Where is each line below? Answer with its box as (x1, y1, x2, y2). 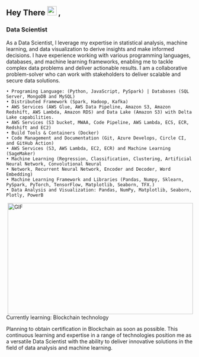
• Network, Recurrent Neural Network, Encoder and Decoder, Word (6, 166, 171, 172)
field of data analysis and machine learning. (6, 344, 113, 351)
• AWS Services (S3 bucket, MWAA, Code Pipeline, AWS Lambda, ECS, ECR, (6, 119, 190, 125)
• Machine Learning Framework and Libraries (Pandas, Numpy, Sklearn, (6, 176, 184, 183)
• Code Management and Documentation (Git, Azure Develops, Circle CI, (6, 135, 187, 141)
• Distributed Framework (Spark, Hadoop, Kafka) (6, 98, 129, 104)
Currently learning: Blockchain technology (6, 314, 109, 321)
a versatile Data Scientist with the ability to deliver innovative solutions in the (6, 337, 193, 345)
